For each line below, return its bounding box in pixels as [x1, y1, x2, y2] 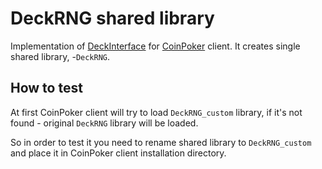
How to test [10, 80, 83, 97]
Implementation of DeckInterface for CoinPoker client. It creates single [10, 40, 301, 52]
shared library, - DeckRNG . [10, 50, 111, 62]
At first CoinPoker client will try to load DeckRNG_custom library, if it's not [10, 106, 303, 118]
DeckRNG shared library [10, 7, 215, 30]
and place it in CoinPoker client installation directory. [10, 147, 227, 159]
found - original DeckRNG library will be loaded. [10, 117, 199, 129]
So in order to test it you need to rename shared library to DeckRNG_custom [10, 136, 312, 148]
